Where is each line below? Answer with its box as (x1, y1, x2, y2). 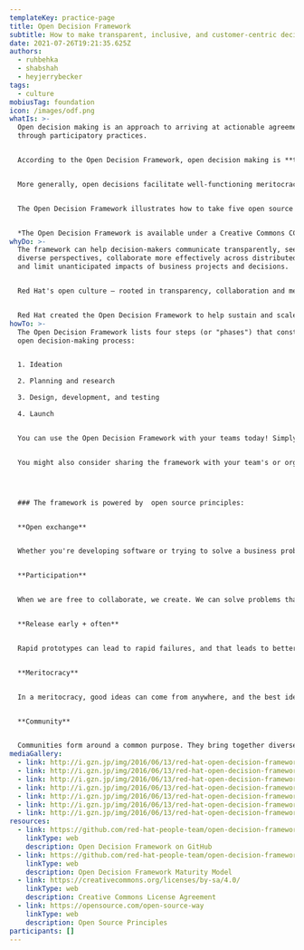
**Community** (17, 717, 71, 726)
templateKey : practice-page (9, 13, 116, 23)
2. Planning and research (17, 377, 116, 386)
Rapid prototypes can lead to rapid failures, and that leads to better (17, 644, 298, 653)
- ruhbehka (17, 55, 59, 64)
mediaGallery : (9, 750, 63, 759)
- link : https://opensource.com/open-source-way (17, 901, 204, 910)
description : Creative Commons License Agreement (25, 893, 217, 902)
